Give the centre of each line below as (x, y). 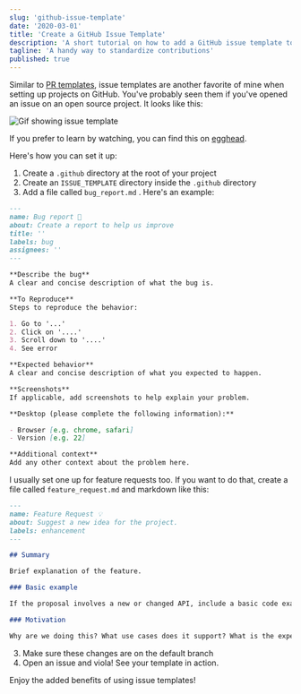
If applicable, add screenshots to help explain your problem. (130, 398)
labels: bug (31, 242)
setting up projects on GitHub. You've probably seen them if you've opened (149, 94)
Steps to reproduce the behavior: (74, 307)
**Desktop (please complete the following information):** (122, 414)
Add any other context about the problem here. (100, 463)
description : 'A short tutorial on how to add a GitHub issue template (146, 43)
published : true (39, 59)
